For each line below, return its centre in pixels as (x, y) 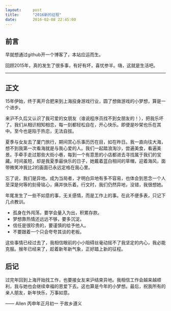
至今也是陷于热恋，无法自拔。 (45, 131)
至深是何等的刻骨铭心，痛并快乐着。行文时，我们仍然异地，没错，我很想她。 (85, 185)
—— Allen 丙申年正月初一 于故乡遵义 (44, 303)
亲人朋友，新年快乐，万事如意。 (39, 292)
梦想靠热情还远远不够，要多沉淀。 (48, 219)
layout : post (24, 10)
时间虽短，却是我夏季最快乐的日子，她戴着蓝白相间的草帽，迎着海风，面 (90, 161)
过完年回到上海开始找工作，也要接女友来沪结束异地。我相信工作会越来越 (81, 280)
